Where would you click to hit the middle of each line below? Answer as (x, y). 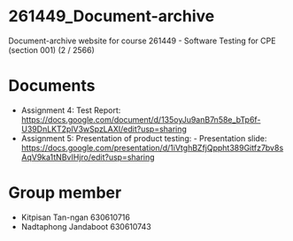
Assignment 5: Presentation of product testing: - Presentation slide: (144, 138)
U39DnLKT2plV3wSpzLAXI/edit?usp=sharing (104, 129)
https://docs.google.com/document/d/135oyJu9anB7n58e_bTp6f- (141, 119)
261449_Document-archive (112, 16)
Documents (52, 86)
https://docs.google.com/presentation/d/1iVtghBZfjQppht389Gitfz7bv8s (152, 147)
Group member (65, 193)
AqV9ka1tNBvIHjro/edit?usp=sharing (88, 157)
